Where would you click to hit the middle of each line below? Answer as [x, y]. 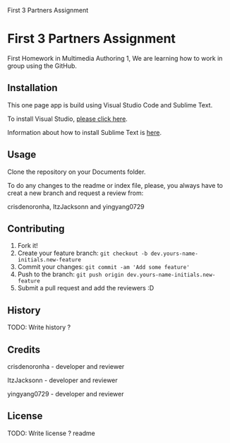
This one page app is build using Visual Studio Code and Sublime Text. [110, 105]
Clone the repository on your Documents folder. [77, 172]
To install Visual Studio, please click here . [68, 119]
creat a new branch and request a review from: [75, 193]
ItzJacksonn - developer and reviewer [62, 380]
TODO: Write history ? [39, 327]
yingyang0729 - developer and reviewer [66, 394]
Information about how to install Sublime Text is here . [85, 132]
